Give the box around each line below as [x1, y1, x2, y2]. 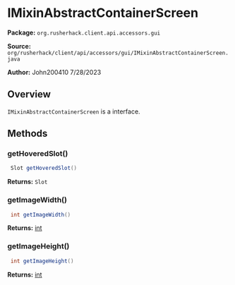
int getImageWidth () [10, 211, 71, 218]
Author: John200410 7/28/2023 [7, 68, 102, 76]
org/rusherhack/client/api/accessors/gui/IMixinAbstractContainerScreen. [7, 49, 229, 56]
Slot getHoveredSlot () [10, 164, 78, 172]
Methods [7, 128, 48, 140]
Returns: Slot [7, 178, 48, 186]
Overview [7, 88, 52, 100]
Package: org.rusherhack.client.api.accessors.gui [7, 28, 161, 37]
